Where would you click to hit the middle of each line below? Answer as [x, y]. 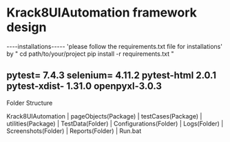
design [27, 27]
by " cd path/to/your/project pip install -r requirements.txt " [90, 54]
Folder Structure [30, 103]
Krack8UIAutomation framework [102, 13]
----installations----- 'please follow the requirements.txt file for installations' [115, 46]
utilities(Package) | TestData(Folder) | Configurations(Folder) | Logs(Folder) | [115, 123]
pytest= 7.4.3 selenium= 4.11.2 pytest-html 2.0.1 [112, 75]
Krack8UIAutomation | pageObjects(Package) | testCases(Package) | [104, 116]
